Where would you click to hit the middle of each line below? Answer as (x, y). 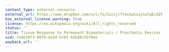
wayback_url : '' (22, 42)
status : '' (17, 28)
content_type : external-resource (40, 10)
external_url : (20, 14)
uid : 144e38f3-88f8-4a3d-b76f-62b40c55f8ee (52, 38)
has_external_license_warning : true (44, 19)
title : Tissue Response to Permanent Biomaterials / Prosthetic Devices (83, 33)
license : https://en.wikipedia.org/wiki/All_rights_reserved (71, 24)
